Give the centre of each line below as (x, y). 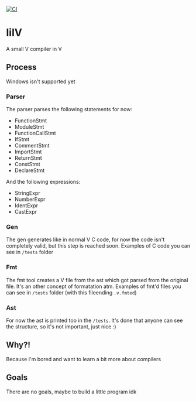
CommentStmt (32, 146)
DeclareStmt (30, 170)
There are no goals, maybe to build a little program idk (71, 392)
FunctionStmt (31, 121)
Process (21, 67)
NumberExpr (30, 200)
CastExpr (25, 212)
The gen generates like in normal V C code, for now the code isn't (85, 239)
